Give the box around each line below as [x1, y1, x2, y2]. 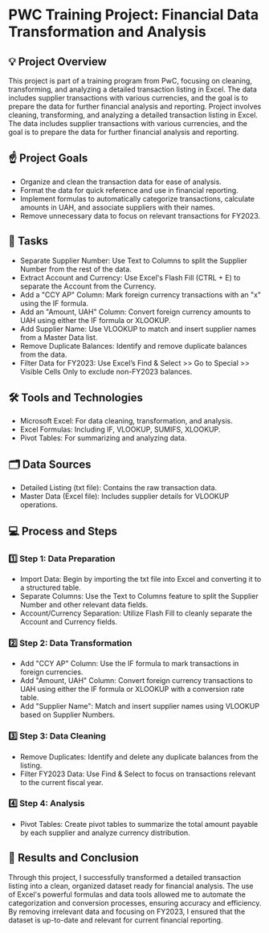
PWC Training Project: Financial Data [8, 6, 259, 24]
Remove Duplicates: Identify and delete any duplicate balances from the [19, 751, 259, 761]
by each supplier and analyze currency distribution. [19, 828, 190, 837]
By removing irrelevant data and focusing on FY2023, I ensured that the [8, 906, 246, 916]
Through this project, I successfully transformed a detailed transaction [8, 872, 242, 882]
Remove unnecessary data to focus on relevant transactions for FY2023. [19, 211, 261, 220]
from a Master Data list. [19, 332, 98, 342]
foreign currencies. [19, 667, 84, 677]
